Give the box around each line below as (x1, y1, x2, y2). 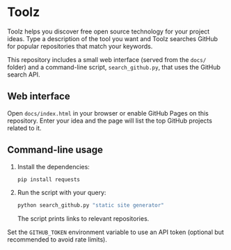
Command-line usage (7, 144, 103, 156)
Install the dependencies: (17, 162, 90, 171)
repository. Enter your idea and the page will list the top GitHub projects (7, 116, 212, 125)
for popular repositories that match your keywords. (7, 42, 153, 50)
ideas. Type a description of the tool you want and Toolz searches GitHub (7, 34, 218, 42)
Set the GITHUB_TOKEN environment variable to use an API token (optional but (7, 228, 224, 237)
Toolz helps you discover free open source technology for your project (7, 27, 210, 36)
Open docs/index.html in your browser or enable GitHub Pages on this (7, 109, 209, 117)
